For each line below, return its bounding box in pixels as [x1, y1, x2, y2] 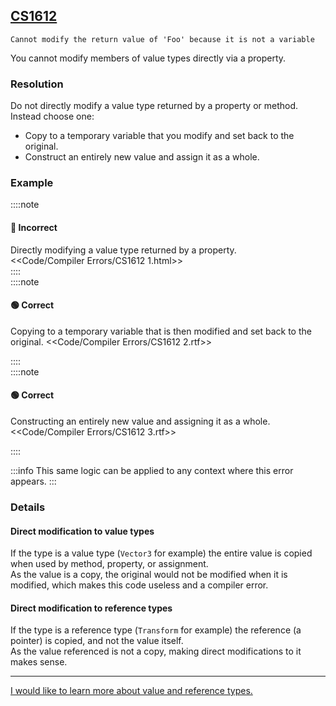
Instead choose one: [10, 110, 95, 123]
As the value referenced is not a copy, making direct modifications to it [10, 645, 302, 658]
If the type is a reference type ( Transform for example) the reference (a [10, 624, 302, 636]
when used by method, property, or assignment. [10, 558, 209, 570]
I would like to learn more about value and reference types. [10, 685, 253, 697]
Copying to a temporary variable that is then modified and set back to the [10, 325, 312, 337]
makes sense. [10, 656, 68, 668]
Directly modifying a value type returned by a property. [10, 244, 237, 256]
